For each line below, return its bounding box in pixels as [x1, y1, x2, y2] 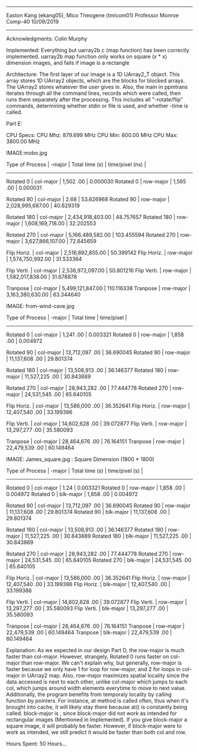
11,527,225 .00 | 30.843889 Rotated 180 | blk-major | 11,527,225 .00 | [24, 532, 191, 539]
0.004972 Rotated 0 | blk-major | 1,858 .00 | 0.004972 [6, 491, 138, 497]
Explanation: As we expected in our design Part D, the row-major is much [6, 647, 185, 653]
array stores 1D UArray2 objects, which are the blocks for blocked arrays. [6, 77, 185, 84]
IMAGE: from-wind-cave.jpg [6, 303, 75, 309]
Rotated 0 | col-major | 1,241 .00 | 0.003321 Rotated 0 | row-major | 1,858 [6, 331, 184, 338]
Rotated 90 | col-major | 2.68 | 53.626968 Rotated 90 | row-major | [6, 196, 170, 202]
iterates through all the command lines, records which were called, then [6, 90, 181, 97]
